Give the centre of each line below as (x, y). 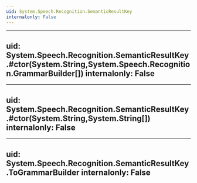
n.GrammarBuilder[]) (45, 73)
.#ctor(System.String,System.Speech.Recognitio (98, 64)
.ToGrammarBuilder (43, 172)
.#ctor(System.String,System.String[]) (78, 118)
